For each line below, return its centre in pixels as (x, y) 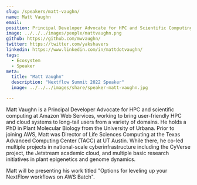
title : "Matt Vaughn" (38, 77)
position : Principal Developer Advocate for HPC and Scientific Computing (99, 28)
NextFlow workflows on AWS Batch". (50, 177)
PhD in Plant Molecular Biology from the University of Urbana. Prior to (90, 128)
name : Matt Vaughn (28, 17)
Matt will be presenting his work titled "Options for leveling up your (87, 170)
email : (14, 22)
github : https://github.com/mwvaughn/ (53, 39)
